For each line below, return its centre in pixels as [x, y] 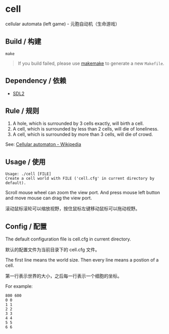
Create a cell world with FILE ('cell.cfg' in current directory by [80, 179]
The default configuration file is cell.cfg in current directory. [68, 239]
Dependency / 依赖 [36, 81]
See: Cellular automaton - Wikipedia [43, 144]
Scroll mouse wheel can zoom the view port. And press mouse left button [83, 193]
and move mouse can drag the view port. [49, 198]
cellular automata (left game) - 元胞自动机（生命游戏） [63, 24]
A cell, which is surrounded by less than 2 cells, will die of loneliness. [86, 129]
